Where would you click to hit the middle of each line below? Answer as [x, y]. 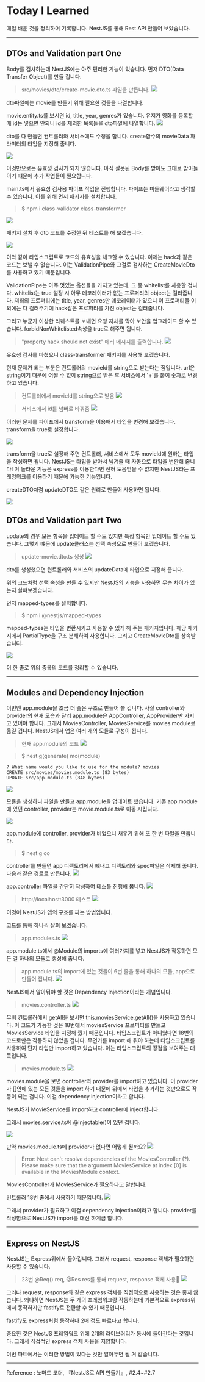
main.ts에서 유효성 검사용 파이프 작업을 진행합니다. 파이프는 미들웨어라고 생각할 [101, 188]
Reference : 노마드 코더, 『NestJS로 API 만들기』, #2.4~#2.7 [81, 1373]
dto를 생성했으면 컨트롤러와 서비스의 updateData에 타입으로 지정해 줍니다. [95, 569]
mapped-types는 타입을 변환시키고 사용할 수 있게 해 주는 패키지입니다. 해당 [96, 628]
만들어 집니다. [38, 979]
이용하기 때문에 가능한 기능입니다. [73, 476]
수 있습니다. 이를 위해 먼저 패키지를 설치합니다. [62, 196]
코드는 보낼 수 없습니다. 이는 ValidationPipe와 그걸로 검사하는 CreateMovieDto [101, 264]
